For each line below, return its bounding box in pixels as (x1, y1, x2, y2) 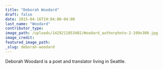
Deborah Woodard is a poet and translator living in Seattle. (5, 58, 126, 64)
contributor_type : (5, 26, 44, 31)
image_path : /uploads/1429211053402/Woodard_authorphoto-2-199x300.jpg (5, 30, 158, 35)
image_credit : (5, 35, 35, 40)
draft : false (5, 12, 33, 17)
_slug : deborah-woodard (5, 44, 55, 49)
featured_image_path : (5, 40, 51, 45)
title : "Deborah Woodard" (5, 7, 59, 12)
